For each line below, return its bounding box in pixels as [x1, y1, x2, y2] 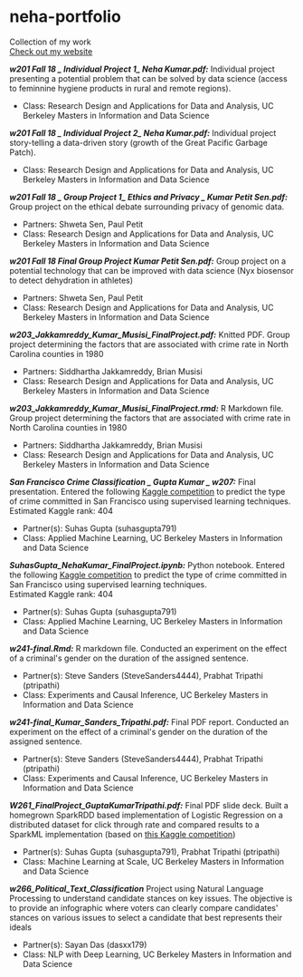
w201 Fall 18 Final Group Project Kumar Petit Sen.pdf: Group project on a [9, 256, 287, 266]
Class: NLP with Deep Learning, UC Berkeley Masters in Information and [22, 949, 292, 960]
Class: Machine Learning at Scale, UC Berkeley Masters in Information [22, 856, 285, 866]
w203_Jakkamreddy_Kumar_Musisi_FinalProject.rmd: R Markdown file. [9, 402, 284, 413]
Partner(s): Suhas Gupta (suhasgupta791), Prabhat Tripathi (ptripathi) [22, 846, 280, 857]
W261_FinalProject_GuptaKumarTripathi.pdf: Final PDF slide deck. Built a [9, 799, 289, 810]
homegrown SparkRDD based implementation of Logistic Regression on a [9, 809, 283, 820]
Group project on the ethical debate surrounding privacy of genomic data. [9, 201, 285, 212]
